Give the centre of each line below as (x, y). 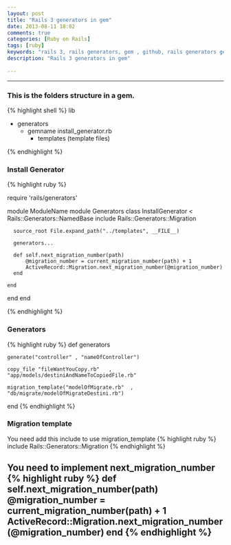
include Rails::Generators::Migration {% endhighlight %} (87, 446)
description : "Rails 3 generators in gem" (69, 59)
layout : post (26, 13)
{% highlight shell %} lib (41, 110)
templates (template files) (74, 138)
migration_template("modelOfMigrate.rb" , (70, 387)
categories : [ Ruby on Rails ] (49, 39)
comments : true (29, 33)
